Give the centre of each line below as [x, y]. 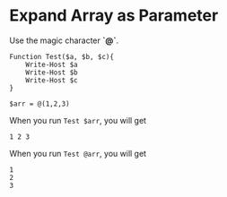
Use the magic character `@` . [64, 40]
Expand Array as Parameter [114, 16]
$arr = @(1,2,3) [39, 104]
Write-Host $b [52, 73]
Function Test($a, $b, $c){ [62, 56]
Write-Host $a [52, 64]
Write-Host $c [52, 80]
